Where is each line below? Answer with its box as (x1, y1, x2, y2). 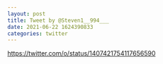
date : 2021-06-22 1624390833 (7, 23, 94, 30)
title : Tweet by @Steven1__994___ (7, 17, 110, 24)
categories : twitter (7, 30, 69, 37)
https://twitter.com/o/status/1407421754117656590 (7, 49, 156, 58)
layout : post (7, 10, 46, 18)
